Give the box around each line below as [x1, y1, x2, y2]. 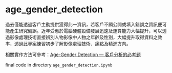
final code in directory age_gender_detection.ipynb [5, 62, 113, 68]
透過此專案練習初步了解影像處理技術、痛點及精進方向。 [14, 40, 131, 47]
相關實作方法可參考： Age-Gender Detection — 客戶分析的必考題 [5, 51, 141, 58]
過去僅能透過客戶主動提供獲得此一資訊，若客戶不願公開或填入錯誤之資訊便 [5, 21, 162, 27]
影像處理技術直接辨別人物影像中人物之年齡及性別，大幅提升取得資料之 [9, 34, 158, 40]
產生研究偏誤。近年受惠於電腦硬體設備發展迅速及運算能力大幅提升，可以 [9, 27, 162, 34]
